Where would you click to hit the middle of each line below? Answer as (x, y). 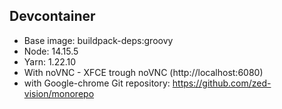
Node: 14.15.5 (51, 51)
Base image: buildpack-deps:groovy (98, 40)
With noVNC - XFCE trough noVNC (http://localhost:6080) (143, 72)
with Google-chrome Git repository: (97, 83)
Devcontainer (52, 16)
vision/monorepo (59, 93)
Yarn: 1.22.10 (50, 61)
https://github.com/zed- (222, 83)
